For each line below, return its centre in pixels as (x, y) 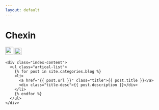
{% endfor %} (28, 94)
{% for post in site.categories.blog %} (58, 71)
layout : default (22, 10)
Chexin (21, 35)
